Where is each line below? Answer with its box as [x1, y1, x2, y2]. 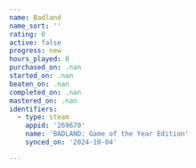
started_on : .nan [9, 71, 74, 80]
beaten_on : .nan [9, 80, 69, 88]
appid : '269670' [25, 122, 86, 130]
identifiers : [9, 105, 58, 113]
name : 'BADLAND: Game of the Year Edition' [25, 130, 190, 139]
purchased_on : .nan [9, 63, 82, 72]
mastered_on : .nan [9, 96, 78, 105]
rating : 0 [9, 29, 46, 38]
